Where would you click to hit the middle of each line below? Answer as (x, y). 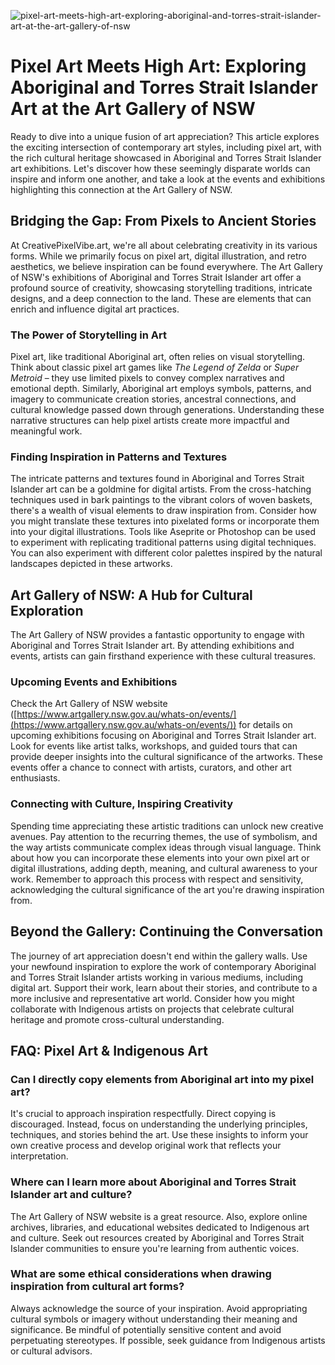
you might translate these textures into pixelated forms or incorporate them (165, 521)
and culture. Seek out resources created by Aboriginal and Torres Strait (157, 1237)
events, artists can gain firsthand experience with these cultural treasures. (163, 656)
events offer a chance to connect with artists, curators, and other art (151, 767)
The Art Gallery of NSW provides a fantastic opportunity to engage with (157, 635)
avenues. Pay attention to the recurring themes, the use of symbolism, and (164, 836)
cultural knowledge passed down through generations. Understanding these (167, 410)
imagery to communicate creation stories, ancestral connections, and (153, 399)
